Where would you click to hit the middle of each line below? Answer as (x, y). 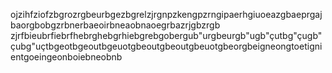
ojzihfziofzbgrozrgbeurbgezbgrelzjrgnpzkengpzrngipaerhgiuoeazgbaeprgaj (166, 14)
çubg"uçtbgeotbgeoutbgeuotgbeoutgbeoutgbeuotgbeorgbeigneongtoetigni (166, 46)
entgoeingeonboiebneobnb (66, 57)
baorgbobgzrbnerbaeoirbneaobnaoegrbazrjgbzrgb (115, 25)
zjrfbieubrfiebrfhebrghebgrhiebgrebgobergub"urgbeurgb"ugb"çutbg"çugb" (166, 35)
